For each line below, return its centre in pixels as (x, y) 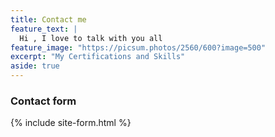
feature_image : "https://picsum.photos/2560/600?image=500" (138, 47)
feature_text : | (44, 29)
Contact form (43, 101)
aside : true (35, 66)
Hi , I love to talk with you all (91, 38)
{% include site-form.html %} (71, 123)
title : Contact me (48, 19)
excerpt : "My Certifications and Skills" (98, 57)
